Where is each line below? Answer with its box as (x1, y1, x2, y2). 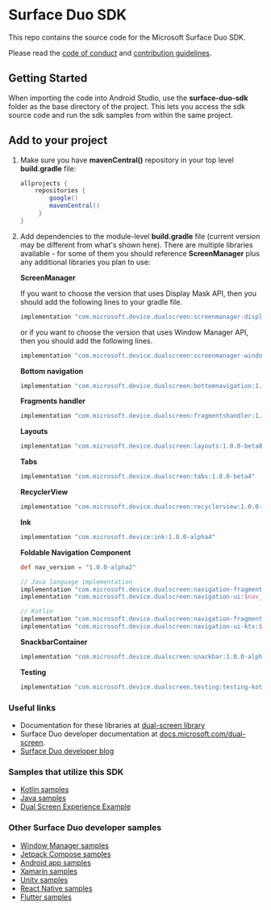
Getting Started (8, 71, 88, 86)
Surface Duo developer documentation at (19, 729, 158, 739)
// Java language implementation (19, 578, 133, 586)
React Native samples (19, 883, 93, 893)
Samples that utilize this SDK (8, 766, 124, 777)
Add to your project (8, 133, 108, 147)
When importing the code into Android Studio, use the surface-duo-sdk (8, 93, 248, 103)
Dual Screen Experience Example (19, 802, 131, 811)
